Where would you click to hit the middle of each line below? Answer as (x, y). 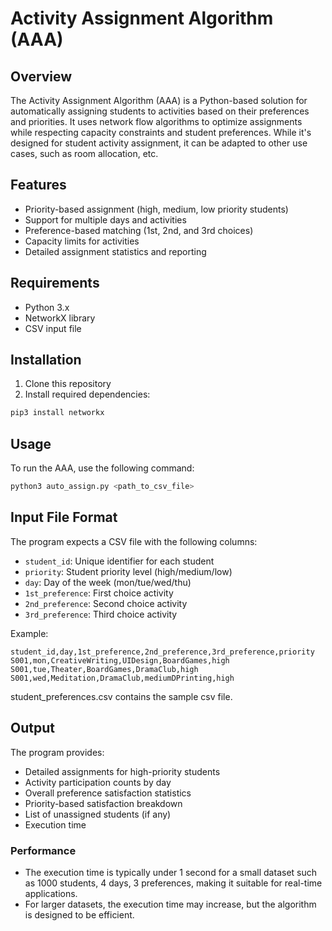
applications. (51, 893)
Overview (41, 76)
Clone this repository (68, 384)
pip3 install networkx (57, 413)
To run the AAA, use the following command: (102, 468)
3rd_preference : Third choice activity (101, 614)
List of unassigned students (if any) (98, 814)
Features (38, 185)
